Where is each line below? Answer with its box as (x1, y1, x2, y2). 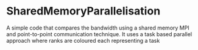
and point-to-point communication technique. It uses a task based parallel (6, 30, 193, 37)
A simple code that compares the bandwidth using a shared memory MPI (6, 24, 190, 31)
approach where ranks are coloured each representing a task (6, 37, 160, 44)
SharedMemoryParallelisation (6, 4, 161, 18)
